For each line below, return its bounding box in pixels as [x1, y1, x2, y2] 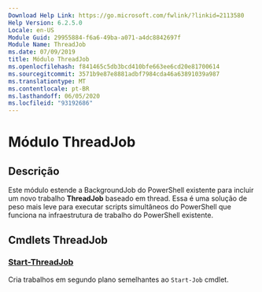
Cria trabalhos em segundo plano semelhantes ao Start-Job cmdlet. [8, 275, 230, 284]
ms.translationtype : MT [8, 77, 87, 85]
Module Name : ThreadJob [8, 41, 87, 49]
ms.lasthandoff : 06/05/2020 [8, 92, 101, 100]
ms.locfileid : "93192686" [8, 99, 93, 107]
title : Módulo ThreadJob [8, 56, 90, 64]
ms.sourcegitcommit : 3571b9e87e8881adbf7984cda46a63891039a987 [8, 70, 220, 78]
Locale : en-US [8, 26, 55, 34]
